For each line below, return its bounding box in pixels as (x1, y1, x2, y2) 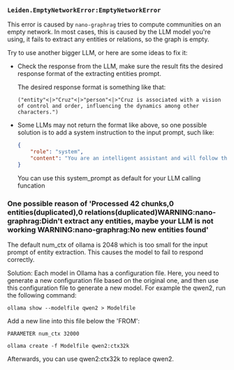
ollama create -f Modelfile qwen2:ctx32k (7, 343, 130, 350)
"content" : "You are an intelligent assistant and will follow (30, 155, 218, 162)
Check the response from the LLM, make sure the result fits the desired (17, 62, 224, 70)
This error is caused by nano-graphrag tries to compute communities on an (7, 20, 221, 29)
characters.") (17, 109, 59, 116)
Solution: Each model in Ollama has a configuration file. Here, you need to (7, 269, 219, 277)
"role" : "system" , (30, 148, 84, 155)
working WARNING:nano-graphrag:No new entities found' (7, 224, 209, 234)
